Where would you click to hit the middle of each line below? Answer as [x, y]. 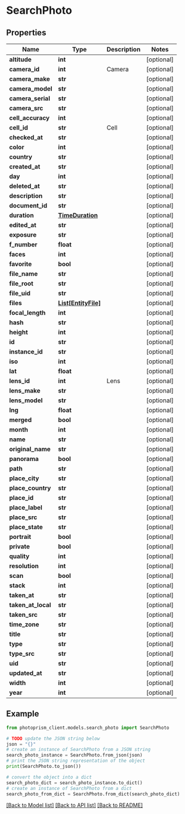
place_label [26, 507]
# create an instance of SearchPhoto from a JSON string [78, 750]
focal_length [27, 313]
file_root [21, 284]
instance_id [26, 352]
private [19, 546]
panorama [24, 459]
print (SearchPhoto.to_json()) [44, 767]
